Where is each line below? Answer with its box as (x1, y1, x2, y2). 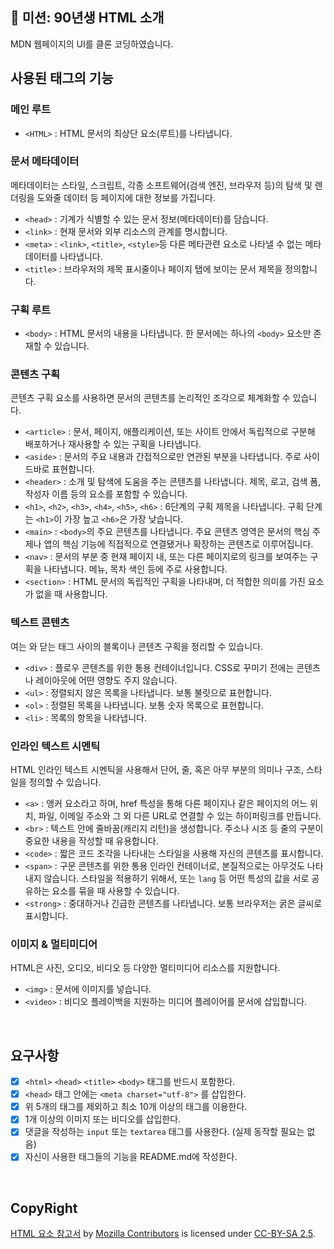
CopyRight (10, 1199, 78, 1217)
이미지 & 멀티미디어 (10, 937, 98, 951)
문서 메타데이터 (10, 154, 80, 168)
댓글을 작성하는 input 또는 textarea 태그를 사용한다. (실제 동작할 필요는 (24, 1126, 305, 1138)
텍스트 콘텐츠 (10, 616, 70, 630)
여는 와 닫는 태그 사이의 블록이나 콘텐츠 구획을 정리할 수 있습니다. (10, 640, 264, 652)
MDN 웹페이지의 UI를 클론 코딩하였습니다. (10, 38, 174, 50)
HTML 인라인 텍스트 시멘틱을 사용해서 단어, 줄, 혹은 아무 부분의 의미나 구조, (10, 763, 304, 775)
